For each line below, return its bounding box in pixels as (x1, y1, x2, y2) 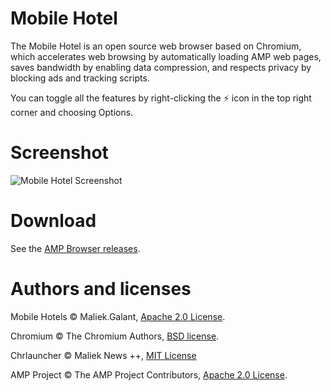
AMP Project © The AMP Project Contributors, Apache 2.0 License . (10, 368, 288, 381)
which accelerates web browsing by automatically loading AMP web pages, (10, 50, 322, 62)
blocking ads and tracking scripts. (10, 72, 150, 84)
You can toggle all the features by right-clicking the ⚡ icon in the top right (10, 92, 312, 104)
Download (10, 210, 97, 232)
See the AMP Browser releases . (10, 242, 141, 254)
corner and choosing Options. (10, 106, 134, 118)
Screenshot (10, 142, 109, 164)
